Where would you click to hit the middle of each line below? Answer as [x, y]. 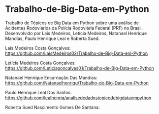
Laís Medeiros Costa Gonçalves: [38, 48]
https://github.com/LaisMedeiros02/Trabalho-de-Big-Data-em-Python [77, 53]
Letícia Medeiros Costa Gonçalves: [41, 63]
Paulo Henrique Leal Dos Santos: [38, 92]
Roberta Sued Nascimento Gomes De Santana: [52, 107]
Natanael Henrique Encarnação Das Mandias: [51, 77]
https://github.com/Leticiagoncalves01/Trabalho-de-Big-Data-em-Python [79, 68]
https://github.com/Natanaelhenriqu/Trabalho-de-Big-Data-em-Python [77, 83]
